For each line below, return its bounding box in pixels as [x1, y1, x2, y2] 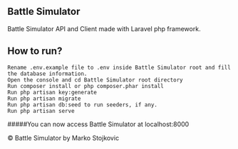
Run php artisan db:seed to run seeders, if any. [7, 101, 158, 109]
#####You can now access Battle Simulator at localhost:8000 [7, 120, 190, 128]
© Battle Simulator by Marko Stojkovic [7, 133, 120, 142]
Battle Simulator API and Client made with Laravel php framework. [7, 24, 201, 33]
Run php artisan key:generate [7, 89, 98, 96]
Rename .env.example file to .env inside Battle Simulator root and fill [7, 64, 232, 71]
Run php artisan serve [7, 107, 75, 114]
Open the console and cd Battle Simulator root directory [7, 76, 183, 84]
